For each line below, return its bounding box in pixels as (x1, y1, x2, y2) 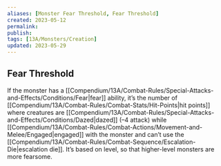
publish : (7, 29, 32, 37)
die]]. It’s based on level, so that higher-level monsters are (49, 145, 215, 153)
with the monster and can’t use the (85, 130, 184, 138)
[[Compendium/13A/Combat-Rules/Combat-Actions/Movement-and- (7, 122, 203, 131)
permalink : (7, 23, 39, 30)
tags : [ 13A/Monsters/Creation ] (7, 36, 97, 43)
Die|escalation (7, 145, 48, 153)
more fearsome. (7, 152, 53, 160)
